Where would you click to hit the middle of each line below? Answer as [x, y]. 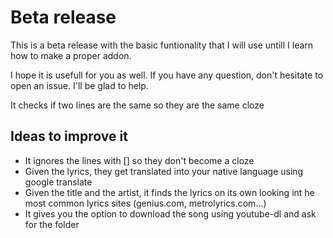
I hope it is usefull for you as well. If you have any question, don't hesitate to [167, 75]
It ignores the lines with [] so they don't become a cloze [139, 160]
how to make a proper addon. [71, 55]
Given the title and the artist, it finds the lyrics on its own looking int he [169, 192]
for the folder [52, 224]
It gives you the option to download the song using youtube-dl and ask [170, 213]
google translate [58, 182]
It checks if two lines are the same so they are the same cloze [137, 105]
